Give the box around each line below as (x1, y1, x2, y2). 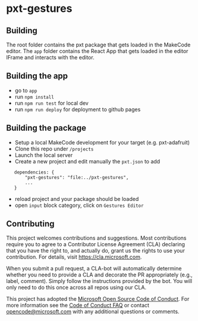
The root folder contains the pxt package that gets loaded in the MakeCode (6, 41, 191, 48)
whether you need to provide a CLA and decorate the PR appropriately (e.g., (6, 271, 193, 278)
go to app (14, 87, 37, 94)
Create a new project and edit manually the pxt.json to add (14, 158, 161, 165)
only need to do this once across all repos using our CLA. (6, 284, 147, 291)
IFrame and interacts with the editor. (6, 54, 95, 61)
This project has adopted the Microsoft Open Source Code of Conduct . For (6, 295, 190, 303)
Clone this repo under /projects (14, 145, 94, 152)
